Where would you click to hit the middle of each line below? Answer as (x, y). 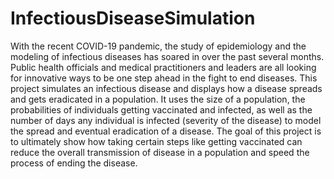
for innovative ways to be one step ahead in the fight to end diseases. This (164, 78)
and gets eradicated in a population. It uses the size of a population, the (158, 99)
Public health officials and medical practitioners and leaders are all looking (163, 67)
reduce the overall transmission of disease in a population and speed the (160, 152)
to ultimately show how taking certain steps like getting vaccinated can (156, 141)
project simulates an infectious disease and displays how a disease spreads (166, 88)
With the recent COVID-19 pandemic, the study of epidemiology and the (158, 46)
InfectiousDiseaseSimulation (133, 18)
